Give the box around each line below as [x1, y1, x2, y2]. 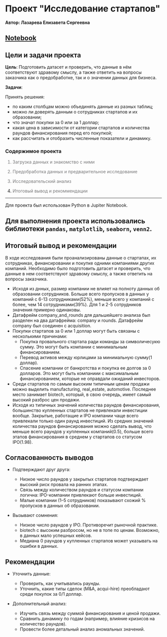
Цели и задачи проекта [5, 51, 81, 59]
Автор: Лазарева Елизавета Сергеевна [5, 19, 90, 25]
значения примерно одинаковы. [12, 307, 81, 313]
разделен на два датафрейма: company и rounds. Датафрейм [12, 317, 143, 323]
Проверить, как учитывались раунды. [19, 581, 100, 587]
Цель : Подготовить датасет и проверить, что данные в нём [5, 64, 132, 70]
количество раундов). [19, 621, 67, 627]
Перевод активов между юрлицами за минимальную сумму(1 [19, 354, 153, 360]
